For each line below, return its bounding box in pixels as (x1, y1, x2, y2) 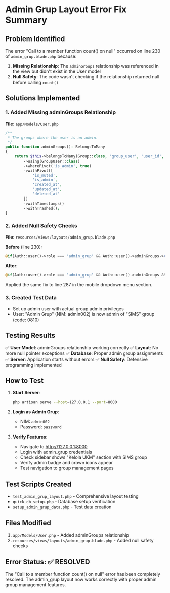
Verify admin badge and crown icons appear (20, 460, 113, 466)
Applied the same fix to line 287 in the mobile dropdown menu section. (5, 282, 153, 288)
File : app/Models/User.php (5, 121, 59, 127)
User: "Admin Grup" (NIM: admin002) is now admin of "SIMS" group (12, 311, 155, 317)
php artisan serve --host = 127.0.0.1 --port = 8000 (12, 400, 117, 405)
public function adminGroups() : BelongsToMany (5, 144, 105, 150)
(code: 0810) (12, 317, 39, 323)
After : (5, 262, 18, 269)
